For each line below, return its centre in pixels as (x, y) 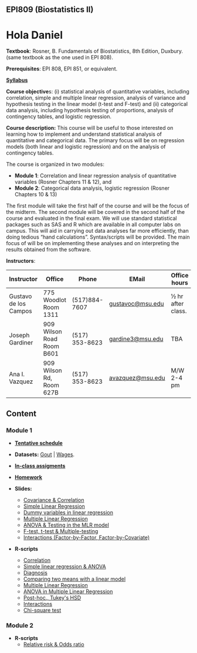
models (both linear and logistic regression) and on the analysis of (86, 147)
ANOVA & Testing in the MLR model (66, 525)
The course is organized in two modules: (55, 165)
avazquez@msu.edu (137, 378)
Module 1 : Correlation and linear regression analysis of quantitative (96, 176)
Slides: (23, 489)
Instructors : (21, 261)
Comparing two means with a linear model (74, 579)
